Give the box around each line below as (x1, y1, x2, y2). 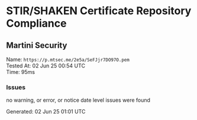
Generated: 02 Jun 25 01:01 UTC (6, 108, 86, 115)
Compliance (6, 17, 67, 30)
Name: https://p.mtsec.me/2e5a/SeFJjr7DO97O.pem (6, 56, 130, 63)
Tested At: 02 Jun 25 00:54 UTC (6, 62, 86, 69)
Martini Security (6, 40, 67, 50)
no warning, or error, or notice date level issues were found (6, 96, 151, 104)
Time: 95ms (6, 69, 35, 75)
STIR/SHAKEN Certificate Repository (6, 4, 192, 18)
